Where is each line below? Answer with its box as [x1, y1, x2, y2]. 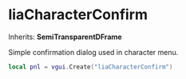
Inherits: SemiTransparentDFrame [8, 32, 122, 41]
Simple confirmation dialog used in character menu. [8, 47, 179, 57]
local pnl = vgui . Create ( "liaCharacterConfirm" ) [8, 62, 173, 71]
